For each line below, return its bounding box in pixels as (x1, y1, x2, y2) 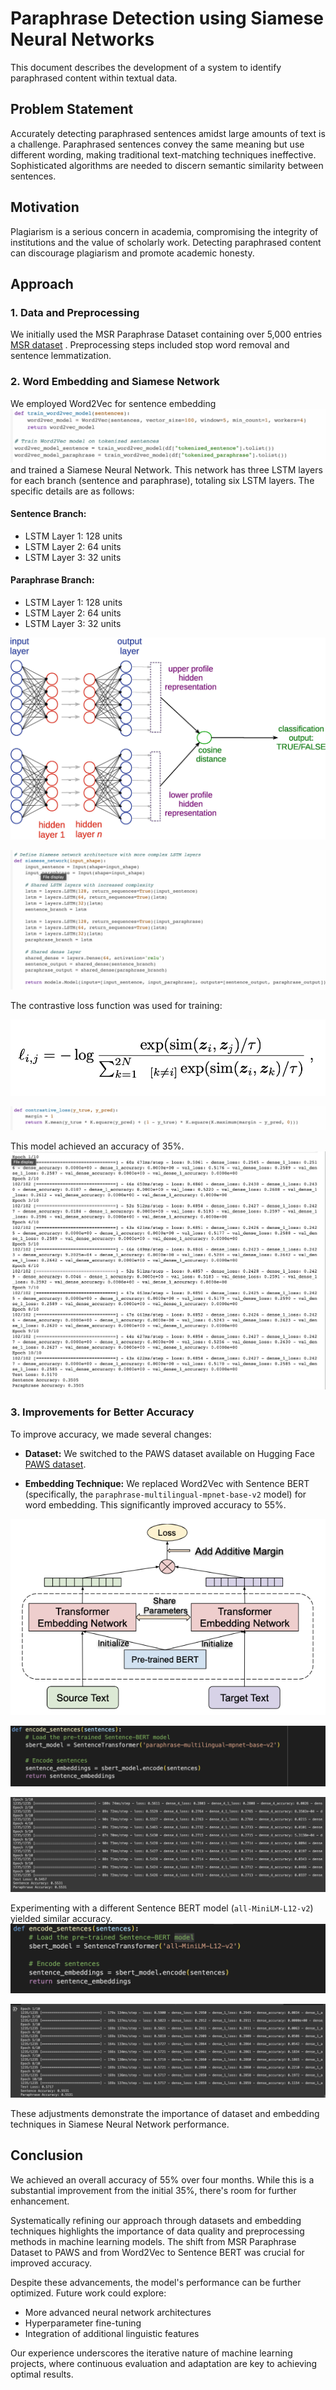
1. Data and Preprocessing (10, 305, 140, 319)
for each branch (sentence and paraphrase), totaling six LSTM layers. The (10, 474, 315, 486)
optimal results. (10, 2368, 74, 2380)
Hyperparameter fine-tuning (24, 2317, 142, 2329)
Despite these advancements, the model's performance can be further (10, 2276, 302, 2288)
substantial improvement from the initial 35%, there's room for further (10, 2184, 297, 2196)
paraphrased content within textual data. (10, 72, 178, 84)
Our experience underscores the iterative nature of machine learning (10, 2347, 293, 2359)
